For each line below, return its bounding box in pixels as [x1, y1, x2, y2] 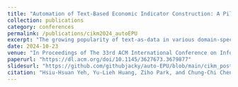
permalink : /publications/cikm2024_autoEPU [7, 29, 138, 37]
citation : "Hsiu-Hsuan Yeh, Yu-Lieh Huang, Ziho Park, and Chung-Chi [7, 69, 217, 76]
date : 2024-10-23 [7, 43, 59, 50]
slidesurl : [7, 62, 40, 69]
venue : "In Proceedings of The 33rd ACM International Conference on [7, 50, 217, 57]
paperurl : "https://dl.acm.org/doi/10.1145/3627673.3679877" [7, 56, 192, 63]
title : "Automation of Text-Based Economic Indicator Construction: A [7, 10, 220, 18]
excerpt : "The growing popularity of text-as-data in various [7, 36, 195, 43]
